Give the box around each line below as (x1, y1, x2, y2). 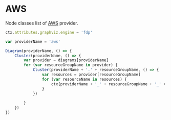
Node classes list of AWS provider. (5, 20, 78, 26)
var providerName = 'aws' (5, 39, 60, 44)
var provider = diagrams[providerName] (24, 58, 109, 63)
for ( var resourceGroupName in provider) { (24, 62, 118, 68)
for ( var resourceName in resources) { (41, 77, 127, 82)
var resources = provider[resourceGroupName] (41, 72, 141, 77)
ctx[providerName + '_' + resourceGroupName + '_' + (51, 81, 166, 87)
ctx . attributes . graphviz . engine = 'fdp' (5, 30, 93, 35)
